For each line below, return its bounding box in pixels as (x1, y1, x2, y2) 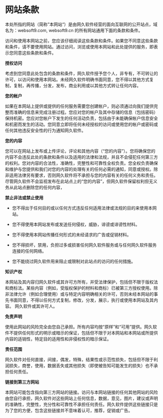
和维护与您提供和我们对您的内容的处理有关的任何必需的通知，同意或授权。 (5, 166, 154, 172)
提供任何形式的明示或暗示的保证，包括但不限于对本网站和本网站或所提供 (13, 330, 158, 336)
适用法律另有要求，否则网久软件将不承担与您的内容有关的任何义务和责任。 (9, 172, 158, 178)
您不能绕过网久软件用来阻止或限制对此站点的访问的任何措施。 (12, 258, 136, 264)
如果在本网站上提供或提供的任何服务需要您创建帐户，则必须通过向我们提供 (5, 103, 154, 109)
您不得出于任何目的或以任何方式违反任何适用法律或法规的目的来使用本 (12, 205, 153, 211)
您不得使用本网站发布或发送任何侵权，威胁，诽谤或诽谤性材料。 (12, 221, 140, 227)
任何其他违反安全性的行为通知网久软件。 (5, 127, 86, 133)
